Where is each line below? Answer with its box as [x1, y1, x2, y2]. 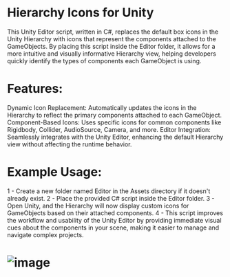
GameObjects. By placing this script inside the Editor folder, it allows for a [7, 42, 216, 50]
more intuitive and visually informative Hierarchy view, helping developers [7, 49, 217, 58]
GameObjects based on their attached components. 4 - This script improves [7, 208, 224, 217]
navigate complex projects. [7, 230, 84, 239]
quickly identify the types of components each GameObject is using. [7, 56, 202, 65]
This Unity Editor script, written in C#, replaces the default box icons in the [7, 27, 219, 36]
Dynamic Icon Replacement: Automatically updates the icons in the [7, 103, 197, 111]
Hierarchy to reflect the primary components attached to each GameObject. [7, 111, 222, 119]
